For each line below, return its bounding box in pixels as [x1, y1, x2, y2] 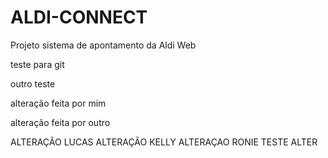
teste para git [10, 58, 65, 70]
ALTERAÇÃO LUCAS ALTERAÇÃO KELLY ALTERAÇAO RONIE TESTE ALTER [10, 136, 318, 148]
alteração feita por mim [10, 97, 107, 109]
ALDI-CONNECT [10, 6, 148, 29]
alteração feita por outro [10, 116, 111, 128]
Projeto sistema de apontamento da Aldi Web [10, 39, 197, 51]
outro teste [10, 77, 56, 90]
